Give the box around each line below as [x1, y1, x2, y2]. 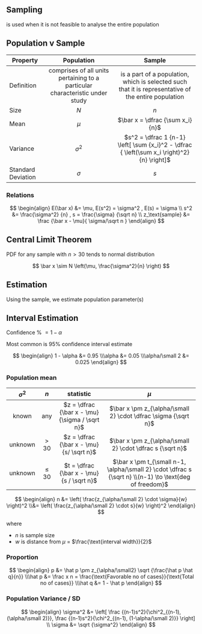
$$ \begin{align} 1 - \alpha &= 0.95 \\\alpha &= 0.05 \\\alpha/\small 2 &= [13, 352, 189, 359]
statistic [67, 390, 91, 398]
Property [11, 56, 38, 64]
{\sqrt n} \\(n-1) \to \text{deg [108, 472, 191, 481]
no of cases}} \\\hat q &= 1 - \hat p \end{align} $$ [40, 579, 162, 587]
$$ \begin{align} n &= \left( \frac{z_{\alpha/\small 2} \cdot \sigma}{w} [14, 495, 188, 502]
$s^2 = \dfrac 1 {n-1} [124, 133, 186, 141]
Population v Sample [6, 38, 85, 49]
